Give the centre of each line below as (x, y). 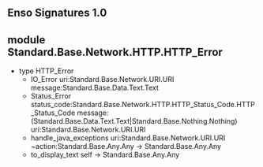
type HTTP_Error (46, 71)
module (26, 40)
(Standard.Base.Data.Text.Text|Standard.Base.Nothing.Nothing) (134, 121)
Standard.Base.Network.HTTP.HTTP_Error (115, 52)
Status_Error (51, 96)
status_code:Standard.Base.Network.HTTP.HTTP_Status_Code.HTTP (143, 105)
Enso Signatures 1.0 (57, 13)
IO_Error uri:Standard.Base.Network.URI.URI (102, 80)
